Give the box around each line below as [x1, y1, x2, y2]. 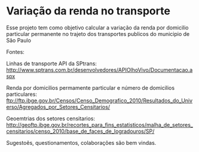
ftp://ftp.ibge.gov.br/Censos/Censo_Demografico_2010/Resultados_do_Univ [6, 97, 193, 104]
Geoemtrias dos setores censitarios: [6, 115, 96, 122]
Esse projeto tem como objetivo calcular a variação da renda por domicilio [6, 24, 189, 31]
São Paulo [6, 37, 32, 44]
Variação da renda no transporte [6, 4, 170, 18]
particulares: [6, 90, 38, 98]
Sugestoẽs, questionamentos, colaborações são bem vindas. [6, 139, 157, 146]
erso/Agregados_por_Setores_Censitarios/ [6, 103, 111, 110]
